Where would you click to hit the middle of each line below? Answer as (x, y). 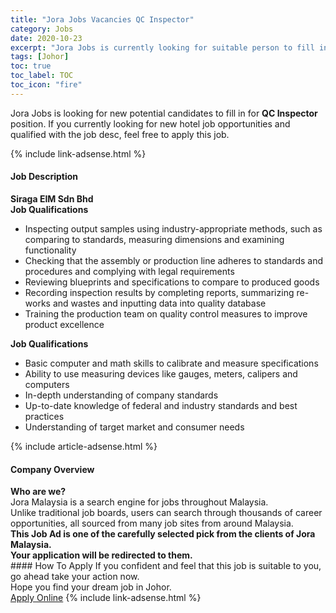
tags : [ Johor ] (40, 57)
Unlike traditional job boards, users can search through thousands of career (166, 513)
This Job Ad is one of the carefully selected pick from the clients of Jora (163, 534)
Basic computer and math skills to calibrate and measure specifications (171, 363)
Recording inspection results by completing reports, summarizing (159, 292)
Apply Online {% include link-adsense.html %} (106, 598)
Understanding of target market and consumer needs (134, 427)
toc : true (31, 66)
